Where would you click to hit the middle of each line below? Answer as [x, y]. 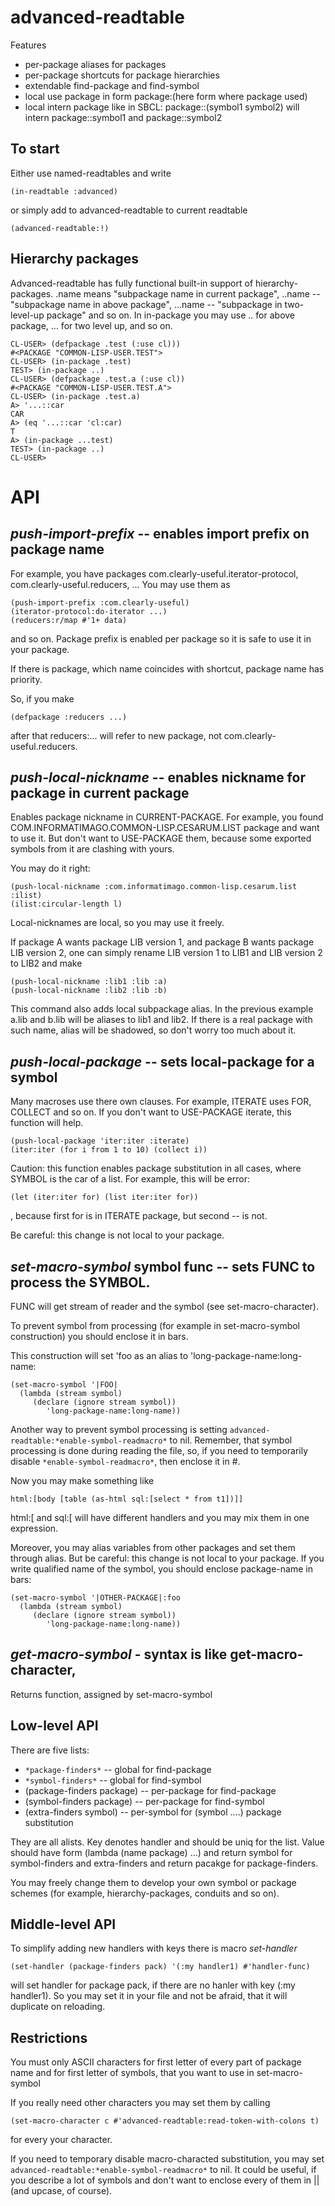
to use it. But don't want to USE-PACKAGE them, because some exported [161, 838]
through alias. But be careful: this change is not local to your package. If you [167, 1558]
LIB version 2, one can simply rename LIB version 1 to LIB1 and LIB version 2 [166, 953]
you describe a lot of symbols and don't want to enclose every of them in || [165, 2180]
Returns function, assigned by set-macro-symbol [111, 1694]
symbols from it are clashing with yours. [92, 849]
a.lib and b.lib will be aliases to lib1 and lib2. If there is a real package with [161, 1020]
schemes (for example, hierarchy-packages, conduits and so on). [145, 1893]
